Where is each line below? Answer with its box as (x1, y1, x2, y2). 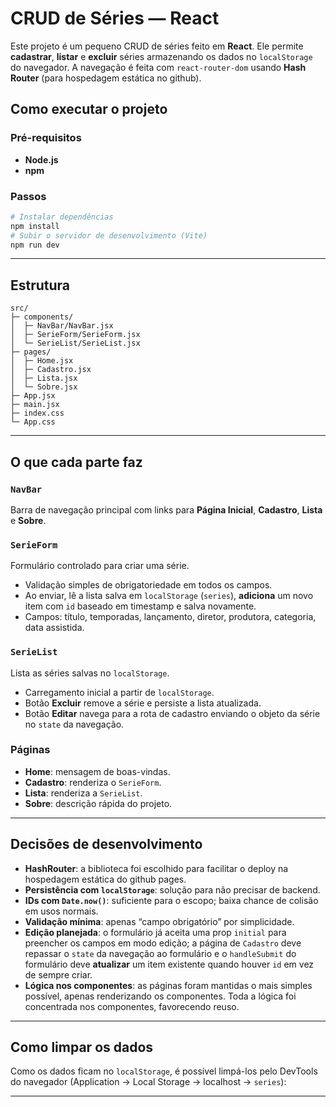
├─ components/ (10, 312, 74, 322)
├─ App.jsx (10, 391, 56, 401)
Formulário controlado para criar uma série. (10, 560, 190, 572)
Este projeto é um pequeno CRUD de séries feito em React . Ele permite (10, 40, 304, 52)
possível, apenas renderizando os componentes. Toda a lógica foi (24, 990, 297, 1002)
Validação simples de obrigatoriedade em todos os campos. (24, 579, 273, 591)
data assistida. (24, 622, 85, 634)
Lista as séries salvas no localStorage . (10, 667, 170, 679)
